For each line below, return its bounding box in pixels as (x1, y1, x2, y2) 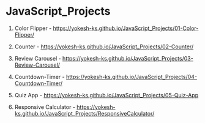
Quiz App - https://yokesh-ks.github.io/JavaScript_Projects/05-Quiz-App (14, 91, 199, 99)
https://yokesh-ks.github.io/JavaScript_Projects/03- (62, 54, 193, 62)
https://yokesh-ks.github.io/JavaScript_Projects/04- (65, 73, 197, 80)
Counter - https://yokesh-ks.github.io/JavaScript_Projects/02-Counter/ (14, 43, 194, 50)
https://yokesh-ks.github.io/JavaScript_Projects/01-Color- (53, 24, 199, 32)
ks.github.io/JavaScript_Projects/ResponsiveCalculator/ (14, 110, 155, 117)
